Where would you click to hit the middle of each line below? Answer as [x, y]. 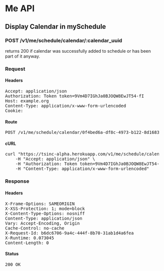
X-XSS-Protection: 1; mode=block [45, 208]
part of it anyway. [23, 56]
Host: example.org [27, 101]
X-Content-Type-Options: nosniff [45, 213]
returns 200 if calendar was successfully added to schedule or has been [78, 51]
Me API [20, 9]
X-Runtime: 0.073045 [30, 238]
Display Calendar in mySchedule [56, 27]
